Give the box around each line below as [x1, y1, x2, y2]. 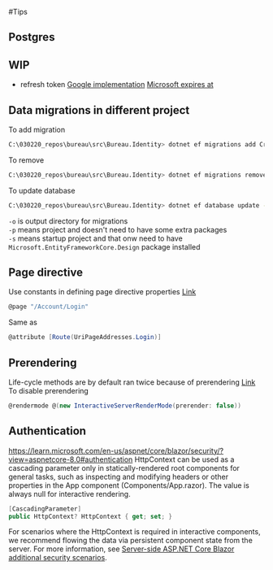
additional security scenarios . [8, 553, 107, 563]
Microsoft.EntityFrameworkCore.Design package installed [8, 241, 201, 251]
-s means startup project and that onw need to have [8, 233, 183, 243]
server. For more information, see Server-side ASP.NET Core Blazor [8, 544, 235, 554]
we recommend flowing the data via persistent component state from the [8, 536, 253, 546]
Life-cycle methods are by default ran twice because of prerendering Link [8, 377, 256, 387]
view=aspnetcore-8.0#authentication [8, 455, 133, 464]
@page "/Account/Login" [8, 302, 89, 311]
